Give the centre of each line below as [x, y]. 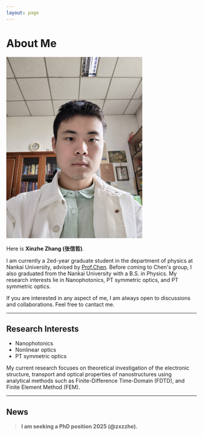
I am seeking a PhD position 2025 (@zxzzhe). [79, 426]
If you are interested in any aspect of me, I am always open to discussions [98, 298]
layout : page [23, 13]
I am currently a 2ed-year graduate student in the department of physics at [100, 260]
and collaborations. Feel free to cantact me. [60, 304]
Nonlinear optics [35, 350]
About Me [31, 43]
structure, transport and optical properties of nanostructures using [89, 374]
